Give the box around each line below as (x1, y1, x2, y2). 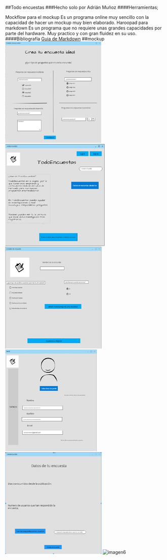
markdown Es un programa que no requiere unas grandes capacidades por (5, 25, 162, 31)
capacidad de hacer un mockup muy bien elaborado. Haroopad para (5, 20, 148, 25)
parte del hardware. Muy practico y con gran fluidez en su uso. (5, 31, 137, 36)
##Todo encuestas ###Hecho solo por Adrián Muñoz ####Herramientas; (5, 5, 158, 10)
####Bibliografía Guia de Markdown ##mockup (5, 36, 105, 42)
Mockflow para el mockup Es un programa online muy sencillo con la (5, 14, 149, 20)
